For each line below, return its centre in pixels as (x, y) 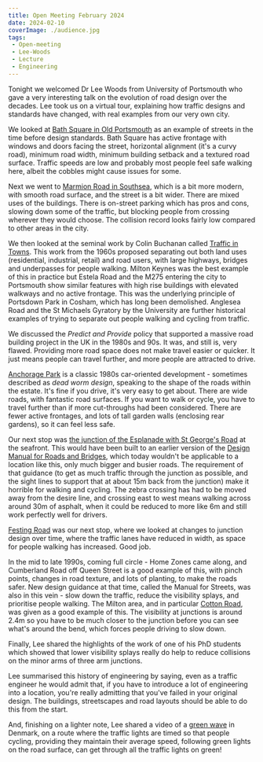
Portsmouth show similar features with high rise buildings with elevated (123, 285)
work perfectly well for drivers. (58, 514)
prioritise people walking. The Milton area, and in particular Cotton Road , (126, 603)
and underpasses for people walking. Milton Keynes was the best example (128, 268)
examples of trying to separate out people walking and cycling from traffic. (129, 318)
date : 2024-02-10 (37, 23)
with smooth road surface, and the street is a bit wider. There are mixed (124, 194)
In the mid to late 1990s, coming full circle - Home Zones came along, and (128, 561)
